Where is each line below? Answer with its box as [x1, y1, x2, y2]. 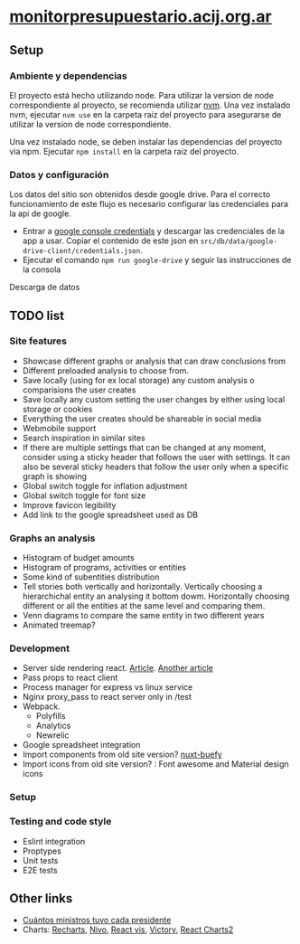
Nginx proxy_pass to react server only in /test [22, 692, 192, 703]
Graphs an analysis [9, 532, 96, 544]
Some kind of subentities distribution [22, 571, 160, 582]
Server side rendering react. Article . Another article [22, 663, 214, 674]
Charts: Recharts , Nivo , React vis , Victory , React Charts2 [22, 924, 234, 935]
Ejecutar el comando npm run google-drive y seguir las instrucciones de [22, 255, 292, 266]
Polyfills [35, 711, 66, 722]
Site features [9, 335, 68, 347]
